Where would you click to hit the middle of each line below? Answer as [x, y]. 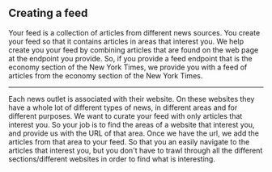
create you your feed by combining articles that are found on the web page [134, 50]
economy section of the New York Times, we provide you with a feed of [128, 67]
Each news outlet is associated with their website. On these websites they [132, 99]
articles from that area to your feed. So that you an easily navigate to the [129, 141]
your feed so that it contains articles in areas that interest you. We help [126, 41]
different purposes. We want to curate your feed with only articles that [125, 115]
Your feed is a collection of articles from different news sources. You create [134, 32]
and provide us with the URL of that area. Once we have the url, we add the [134, 133]
